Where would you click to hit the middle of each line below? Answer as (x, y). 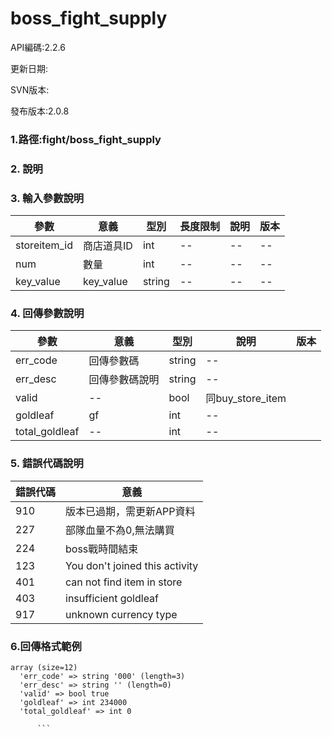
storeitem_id (44, 245)
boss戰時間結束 (102, 549)
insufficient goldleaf (112, 598)
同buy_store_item (246, 399)
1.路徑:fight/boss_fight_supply (86, 139)
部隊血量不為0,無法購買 (120, 530)
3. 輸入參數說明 (47, 198)
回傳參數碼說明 (124, 380)
